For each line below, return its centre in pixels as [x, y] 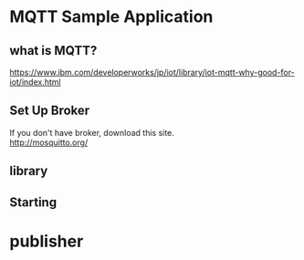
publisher [47, 241]
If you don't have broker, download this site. [92, 132]
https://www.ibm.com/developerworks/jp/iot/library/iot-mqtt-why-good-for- [152, 72]
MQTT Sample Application [111, 17]
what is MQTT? [53, 51]
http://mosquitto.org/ [49, 142]
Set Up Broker [50, 111]
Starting [33, 202]
